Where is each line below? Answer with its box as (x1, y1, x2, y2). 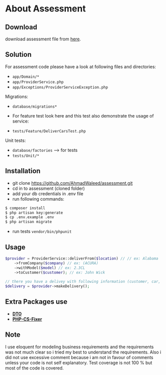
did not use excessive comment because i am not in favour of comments (5, 354, 154, 360)
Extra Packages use (5, 297, 68, 306)
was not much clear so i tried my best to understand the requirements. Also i (5, 349, 162, 355)
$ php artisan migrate (5, 220, 52, 225)
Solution (5, 50, 32, 59)
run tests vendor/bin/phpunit (12, 229, 72, 235)
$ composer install (5, 205, 46, 211)
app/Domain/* (12, 74, 40, 79)
